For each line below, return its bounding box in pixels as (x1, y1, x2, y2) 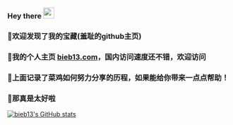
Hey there (7, 11, 42, 20)
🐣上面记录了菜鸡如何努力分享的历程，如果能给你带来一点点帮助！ (7, 73, 229, 83)
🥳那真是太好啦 (7, 93, 56, 103)
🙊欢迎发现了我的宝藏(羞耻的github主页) (7, 31, 142, 41)
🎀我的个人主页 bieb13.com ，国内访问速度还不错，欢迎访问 (7, 52, 206, 61)
